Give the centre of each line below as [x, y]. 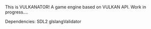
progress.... [17, 12]
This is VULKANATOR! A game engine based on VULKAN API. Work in [75, 7]
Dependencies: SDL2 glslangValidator [43, 22]
